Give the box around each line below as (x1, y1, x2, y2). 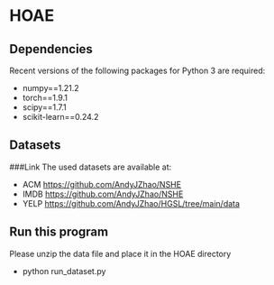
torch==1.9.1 (22, 92, 68, 103)
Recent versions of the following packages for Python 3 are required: (9, 65, 266, 76)
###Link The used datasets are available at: (9, 161, 172, 172)
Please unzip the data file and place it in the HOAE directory (9, 248, 232, 259)
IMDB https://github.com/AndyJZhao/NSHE (22, 188, 184, 199)
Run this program (9, 225, 109, 240)
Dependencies (9, 41, 93, 57)
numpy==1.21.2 (22, 83, 79, 93)
